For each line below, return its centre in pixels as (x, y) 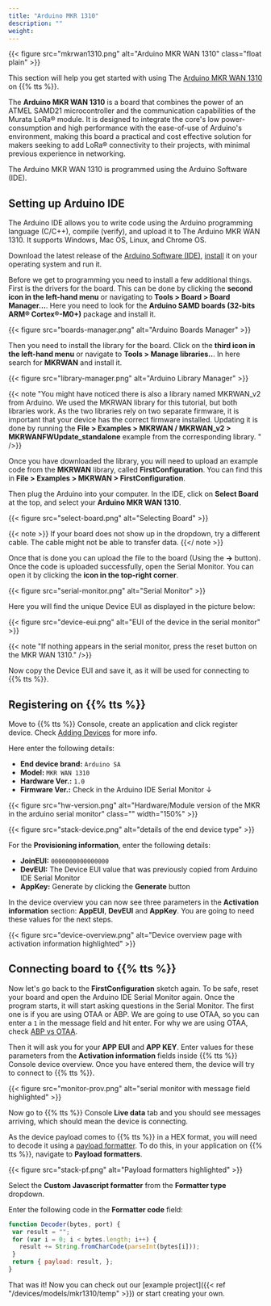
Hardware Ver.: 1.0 (52, 781)
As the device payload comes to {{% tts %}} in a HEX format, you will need (133, 1136)
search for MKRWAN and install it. (65, 363)
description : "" (35, 23)
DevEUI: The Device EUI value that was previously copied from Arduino (139, 869)
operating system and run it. (55, 264)
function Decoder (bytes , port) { (65, 1224)
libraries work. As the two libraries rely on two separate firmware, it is (124, 411)
